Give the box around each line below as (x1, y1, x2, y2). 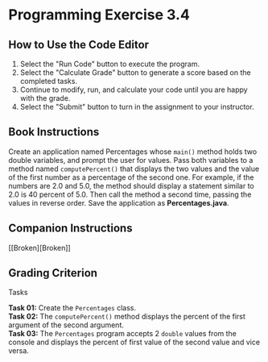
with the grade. (19, 94, 71, 102)
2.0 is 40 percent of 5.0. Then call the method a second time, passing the (8, 189, 252, 199)
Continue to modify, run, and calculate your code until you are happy (19, 85, 248, 94)
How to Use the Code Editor (8, 38, 150, 52)
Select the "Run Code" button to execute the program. (19, 59, 200, 69)
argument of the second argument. (8, 320, 125, 330)
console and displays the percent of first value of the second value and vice (8, 337, 260, 347)
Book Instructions (8, 125, 100, 139)
